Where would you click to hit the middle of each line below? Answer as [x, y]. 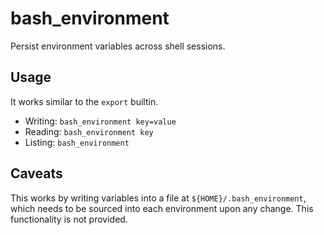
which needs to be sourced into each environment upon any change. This [162, 208]
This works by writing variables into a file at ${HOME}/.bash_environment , [158, 198]
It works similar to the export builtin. [84, 101]
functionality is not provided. [69, 219]
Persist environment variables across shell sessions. [118, 46]
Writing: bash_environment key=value [100, 121]
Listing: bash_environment [77, 142]
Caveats [36, 173]
